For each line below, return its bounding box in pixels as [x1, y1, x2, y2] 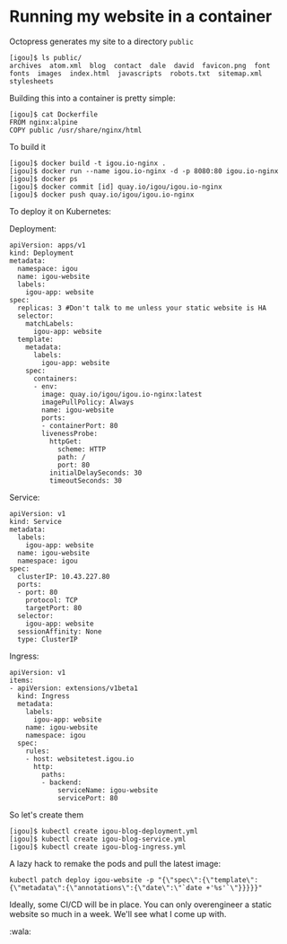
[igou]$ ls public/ [9, 53, 83, 62]
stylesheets [9, 76, 54, 86]
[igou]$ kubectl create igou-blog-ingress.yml [9, 842, 187, 852]
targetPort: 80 [25, 603, 83, 612]
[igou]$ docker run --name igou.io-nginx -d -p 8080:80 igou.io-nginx [9, 166, 279, 176]
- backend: [41, 778, 83, 787]
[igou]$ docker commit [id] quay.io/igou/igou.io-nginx [9, 182, 222, 191]
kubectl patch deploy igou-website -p [9, 875, 154, 885]
